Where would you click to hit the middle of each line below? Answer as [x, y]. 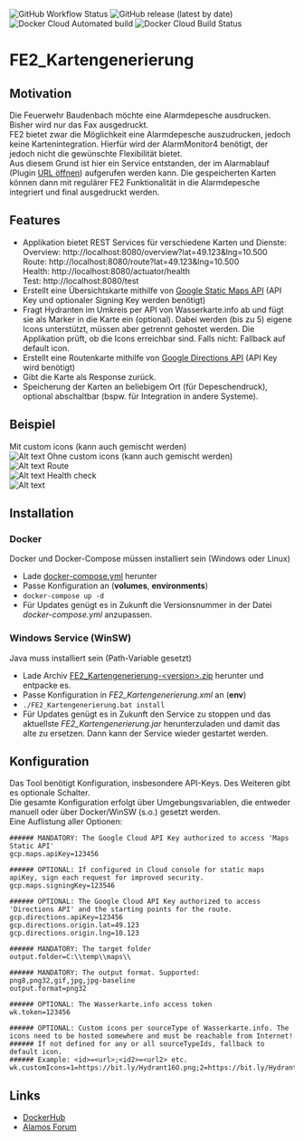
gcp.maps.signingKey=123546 [62, 886]
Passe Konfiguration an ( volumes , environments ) [115, 586]
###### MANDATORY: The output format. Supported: [105, 973]
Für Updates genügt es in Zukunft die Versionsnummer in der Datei [147, 605]
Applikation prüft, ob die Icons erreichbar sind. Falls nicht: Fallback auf [154, 338]
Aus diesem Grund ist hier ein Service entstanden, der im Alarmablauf [139, 163]
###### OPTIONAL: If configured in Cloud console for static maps [137, 870]
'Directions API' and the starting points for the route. [121, 909]
